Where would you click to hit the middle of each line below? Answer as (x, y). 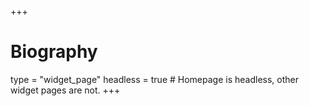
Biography (54, 52)
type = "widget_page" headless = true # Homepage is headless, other (155, 79)
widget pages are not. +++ (65, 90)
